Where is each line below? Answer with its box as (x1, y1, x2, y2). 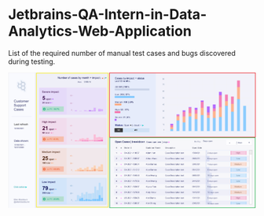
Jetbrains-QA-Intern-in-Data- (8, 6, 207, 24)
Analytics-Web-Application (8, 22, 192, 40)
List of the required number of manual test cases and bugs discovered (8, 48, 236, 58)
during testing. (8, 57, 56, 66)
